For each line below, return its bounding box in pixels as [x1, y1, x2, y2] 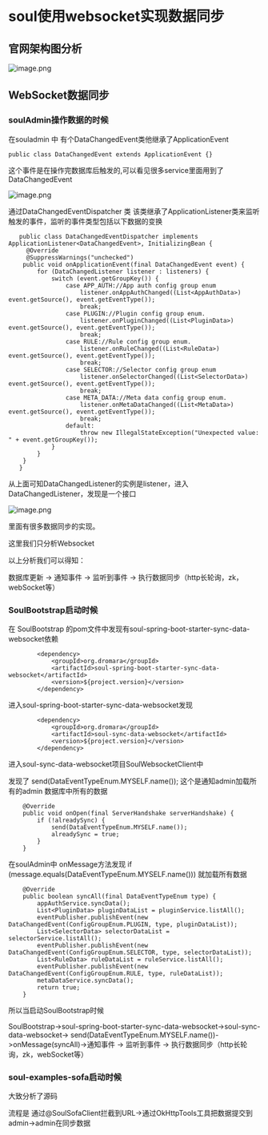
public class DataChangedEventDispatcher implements [18, 232, 198, 240]
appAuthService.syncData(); [37, 899, 130, 908]
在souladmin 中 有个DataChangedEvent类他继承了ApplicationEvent [8, 134, 230, 144]
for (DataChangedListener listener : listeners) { [37, 268, 210, 276]
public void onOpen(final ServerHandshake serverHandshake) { [22, 809, 234, 817]
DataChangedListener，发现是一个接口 [8, 489, 137, 498]
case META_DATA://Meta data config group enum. [65, 393, 227, 401]
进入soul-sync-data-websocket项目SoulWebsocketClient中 [8, 759, 204, 769]
